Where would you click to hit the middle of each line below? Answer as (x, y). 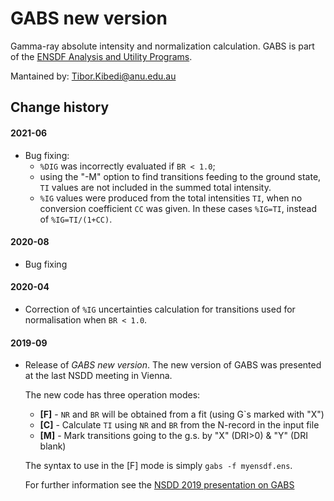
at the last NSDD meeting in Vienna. (98, 376)
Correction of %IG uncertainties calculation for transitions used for (160, 309)
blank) (53, 446)
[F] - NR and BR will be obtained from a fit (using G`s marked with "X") (182, 414)
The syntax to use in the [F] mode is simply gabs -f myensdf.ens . (158, 466)
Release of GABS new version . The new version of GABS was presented (173, 365)
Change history (60, 107)
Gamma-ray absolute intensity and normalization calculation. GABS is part (162, 46)
